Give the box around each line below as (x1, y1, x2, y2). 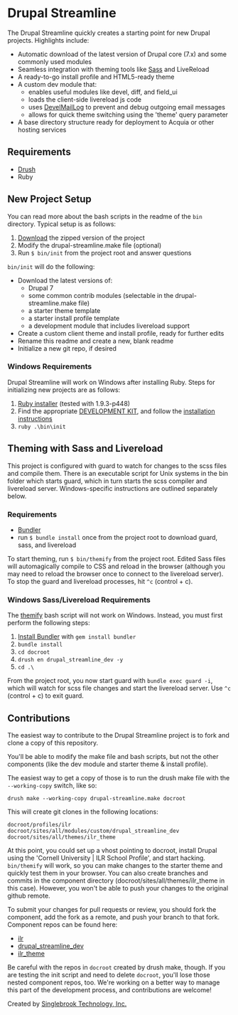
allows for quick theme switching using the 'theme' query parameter (28, 110, 229, 119)
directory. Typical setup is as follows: (7, 219, 116, 228)
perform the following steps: (7, 619, 90, 627)
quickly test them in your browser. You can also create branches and (7, 869, 208, 878)
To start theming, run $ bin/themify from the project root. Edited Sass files (7, 554, 226, 563)
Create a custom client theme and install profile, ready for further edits (17, 329, 225, 337)
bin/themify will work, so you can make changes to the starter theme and (7, 861, 223, 870)
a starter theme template (28, 306, 101, 314)
